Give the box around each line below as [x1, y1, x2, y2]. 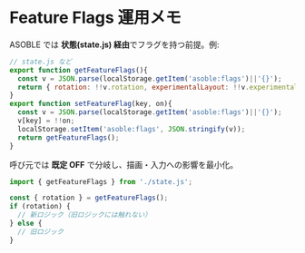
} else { [9, 219, 43, 229]
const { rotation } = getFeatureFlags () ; [9, 193, 169, 203]
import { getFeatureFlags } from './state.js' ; [9, 177, 193, 186]
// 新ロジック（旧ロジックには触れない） [17, 210, 152, 219]
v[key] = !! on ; [17, 116, 75, 126]
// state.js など [9, 57, 73, 66]
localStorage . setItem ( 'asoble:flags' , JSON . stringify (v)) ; [17, 124, 246, 133]
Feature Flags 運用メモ [9, 7, 182, 28]
